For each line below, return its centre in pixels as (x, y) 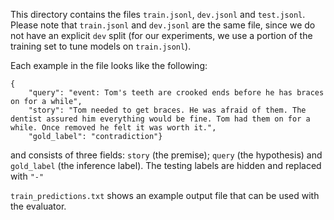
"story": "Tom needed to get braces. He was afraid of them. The (167, 110)
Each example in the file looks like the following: (109, 65)
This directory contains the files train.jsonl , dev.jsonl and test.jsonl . (158, 14)
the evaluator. (38, 206)
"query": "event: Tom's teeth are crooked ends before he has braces (176, 93)
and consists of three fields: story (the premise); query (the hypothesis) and (166, 155)
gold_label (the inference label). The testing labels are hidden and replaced (166, 165)
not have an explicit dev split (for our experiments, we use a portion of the (161, 35)
